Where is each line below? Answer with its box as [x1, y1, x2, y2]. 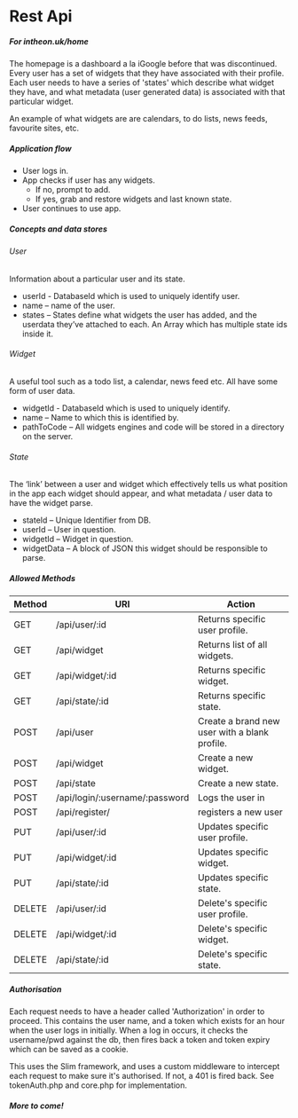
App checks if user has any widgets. [21, 175, 155, 185]
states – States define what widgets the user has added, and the [21, 309, 257, 320]
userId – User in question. [21, 524, 117, 535]
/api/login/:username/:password [56, 791, 190, 804]
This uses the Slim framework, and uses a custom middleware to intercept [9, 1061, 280, 1072]
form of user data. [9, 385, 75, 396]
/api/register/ [56, 806, 111, 818]
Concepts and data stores [9, 224, 108, 234]
